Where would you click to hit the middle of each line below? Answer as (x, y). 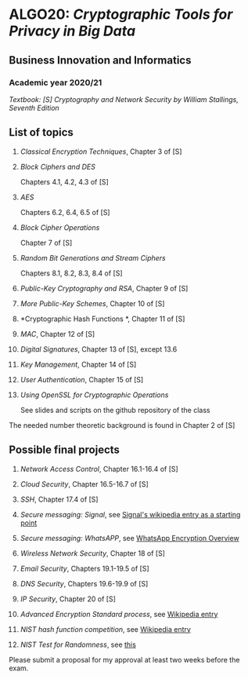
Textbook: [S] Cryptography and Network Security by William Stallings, (124, 99)
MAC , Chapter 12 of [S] (58, 334)
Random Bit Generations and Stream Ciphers (93, 257)
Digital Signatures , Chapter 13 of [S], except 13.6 (99, 349)
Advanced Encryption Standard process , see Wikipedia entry (119, 614)
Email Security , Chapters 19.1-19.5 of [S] (84, 568)
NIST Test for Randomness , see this (78, 644)
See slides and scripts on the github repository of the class (115, 410)
